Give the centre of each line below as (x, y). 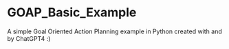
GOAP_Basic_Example (72, 13)
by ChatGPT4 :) (29, 38)
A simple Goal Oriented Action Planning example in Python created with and (115, 31)
